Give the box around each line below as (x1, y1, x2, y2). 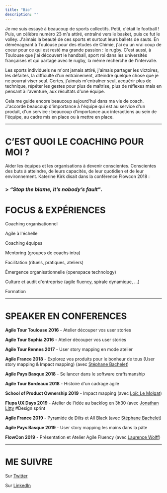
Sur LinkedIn (5, 483, 31, 489)
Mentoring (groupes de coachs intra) (5, 250, 81, 256)
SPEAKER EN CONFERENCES (5, 311, 127, 322)
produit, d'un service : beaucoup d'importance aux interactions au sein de (5, 108, 157, 115)
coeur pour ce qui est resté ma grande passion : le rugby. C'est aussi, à (5, 47, 152, 53)
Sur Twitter (5, 473, 28, 479)
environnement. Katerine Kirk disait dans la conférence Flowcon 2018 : (5, 173, 150, 179)
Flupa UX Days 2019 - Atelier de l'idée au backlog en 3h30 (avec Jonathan (5, 400, 159, 406)
